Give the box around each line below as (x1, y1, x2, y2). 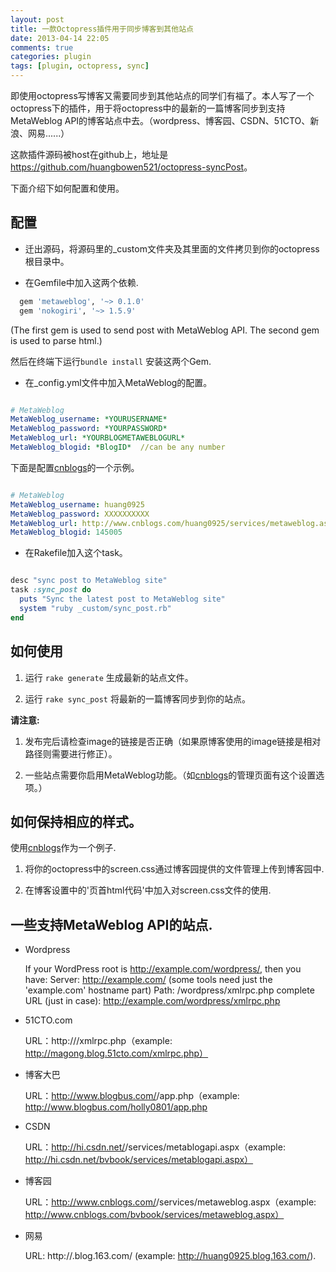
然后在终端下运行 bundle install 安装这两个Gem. (10, 355, 212, 367)
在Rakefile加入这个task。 (24, 547, 128, 559)
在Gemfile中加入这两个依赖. (24, 276, 139, 288)
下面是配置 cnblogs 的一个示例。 (10, 461, 140, 473)
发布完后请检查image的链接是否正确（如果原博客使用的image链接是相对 (24, 735, 322, 747)
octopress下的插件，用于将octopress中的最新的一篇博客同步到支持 (10, 102, 286, 114)
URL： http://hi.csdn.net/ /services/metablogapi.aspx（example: (24, 1141, 286, 1153)
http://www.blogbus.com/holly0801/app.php (24, 1101, 208, 1113)
